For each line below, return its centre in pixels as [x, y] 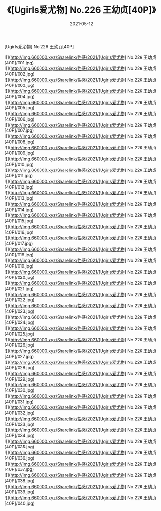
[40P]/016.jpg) [19, 232]
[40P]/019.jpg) [19, 266]
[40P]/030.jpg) [20, 390]
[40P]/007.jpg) [19, 130]
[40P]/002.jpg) [20, 74]
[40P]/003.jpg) [20, 85]
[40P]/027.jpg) [19, 356]
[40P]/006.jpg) [20, 119]
